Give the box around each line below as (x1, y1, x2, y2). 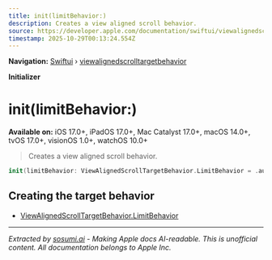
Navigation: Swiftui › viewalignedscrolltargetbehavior (8, 57, 187, 66)
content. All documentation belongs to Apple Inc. (8, 242, 172, 252)
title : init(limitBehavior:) (8, 11, 107, 20)
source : (8, 27, 35, 35)
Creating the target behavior (8, 189, 155, 203)
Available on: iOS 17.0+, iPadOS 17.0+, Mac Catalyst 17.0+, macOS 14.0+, (8, 127, 251, 137)
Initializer (8, 72, 40, 82)
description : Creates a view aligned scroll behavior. (8, 19, 198, 27)
